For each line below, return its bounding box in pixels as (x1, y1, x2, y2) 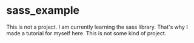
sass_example (6, 4, 80, 17)
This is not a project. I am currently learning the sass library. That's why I (6, 23, 188, 30)
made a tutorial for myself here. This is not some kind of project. (6, 29, 167, 36)
